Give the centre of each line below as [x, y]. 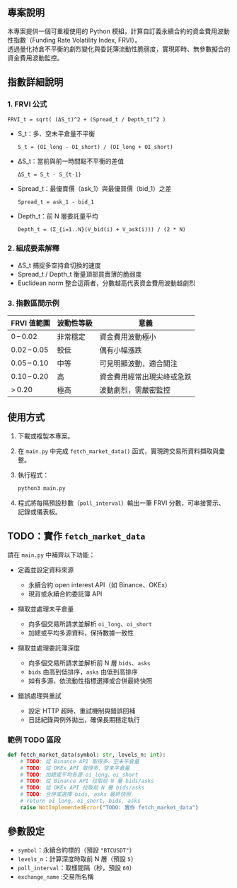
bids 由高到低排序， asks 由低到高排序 [83, 672]
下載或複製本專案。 [46, 435]
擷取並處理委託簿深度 [48, 648]
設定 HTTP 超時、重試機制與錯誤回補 [82, 711]
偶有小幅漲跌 [121, 350]
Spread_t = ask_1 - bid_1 [56, 202]
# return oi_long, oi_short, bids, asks [80, 801]
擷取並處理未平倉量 [46, 609]
